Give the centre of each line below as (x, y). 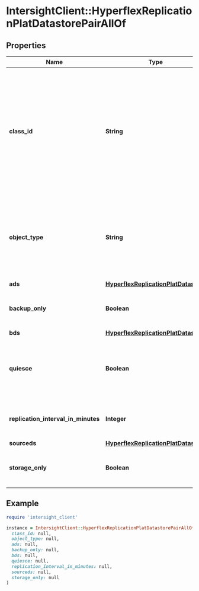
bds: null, (25, 555)
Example (23, 504)
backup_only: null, (36, 550)
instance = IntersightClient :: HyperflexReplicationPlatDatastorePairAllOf (100, 528)
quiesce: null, (30, 561)
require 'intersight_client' (42, 517)
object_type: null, (36, 539)
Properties (26, 45)
